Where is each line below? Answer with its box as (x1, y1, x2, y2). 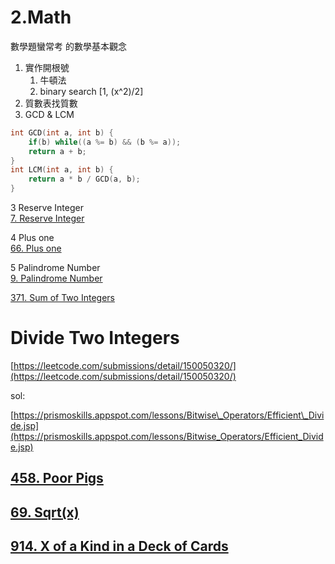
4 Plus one (10, 232, 55, 244)
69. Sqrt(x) (10, 504, 80, 521)
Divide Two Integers (10, 327, 180, 350)
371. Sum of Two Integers (10, 292, 115, 304)
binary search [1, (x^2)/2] (39, 85, 144, 97)
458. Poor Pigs (10, 470, 104, 487)
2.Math (10, 6, 72, 29)
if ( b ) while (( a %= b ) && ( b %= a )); (28, 137, 182, 147)
